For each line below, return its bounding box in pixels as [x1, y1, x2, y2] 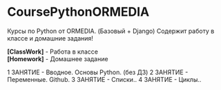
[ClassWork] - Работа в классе [7, 47, 99, 56]
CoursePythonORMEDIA [7, 4, 150, 20]
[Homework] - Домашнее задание [7, 54, 108, 63]
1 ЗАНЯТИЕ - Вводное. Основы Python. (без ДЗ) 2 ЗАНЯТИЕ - [7, 68, 189, 76]
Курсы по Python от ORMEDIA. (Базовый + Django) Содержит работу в [7, 27, 215, 35]
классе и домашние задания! [7, 34, 93, 42]
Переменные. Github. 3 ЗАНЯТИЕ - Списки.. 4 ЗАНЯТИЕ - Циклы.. [7, 75, 202, 83]
